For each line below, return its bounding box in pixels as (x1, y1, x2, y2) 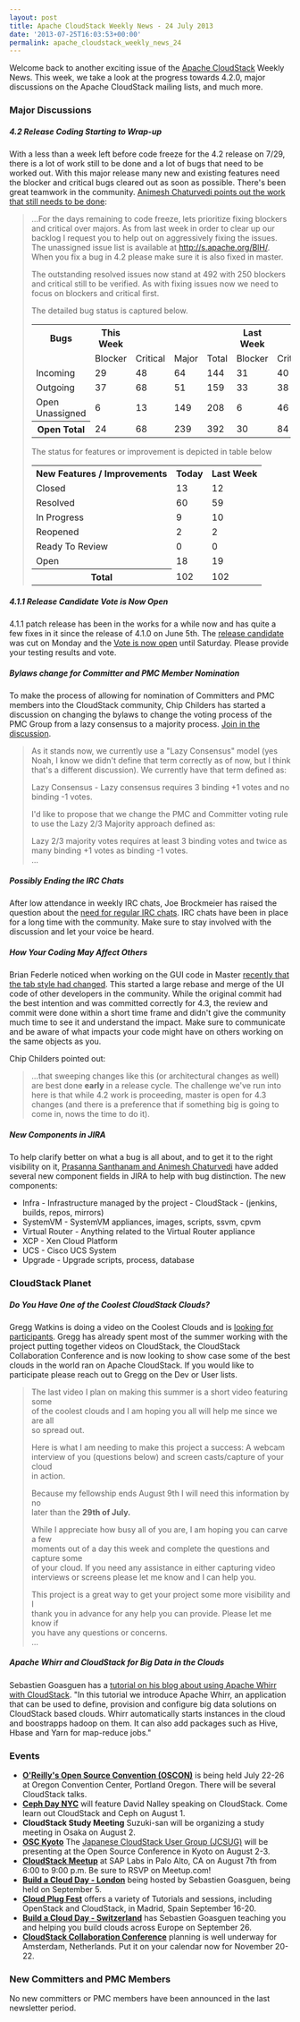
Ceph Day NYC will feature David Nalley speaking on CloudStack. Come (21, 1798, 288, 1809)
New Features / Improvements (35, 467, 168, 480)
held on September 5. (21, 1884, 103, 1895)
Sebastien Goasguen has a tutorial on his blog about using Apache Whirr (9, 1679, 277, 1690)
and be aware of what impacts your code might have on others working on (9, 1027, 284, 1037)
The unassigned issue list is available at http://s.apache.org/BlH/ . (30, 243, 271, 253)
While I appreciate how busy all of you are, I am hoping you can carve (30, 1523, 288, 1535)
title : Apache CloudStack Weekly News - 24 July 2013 (9, 21, 214, 30)
